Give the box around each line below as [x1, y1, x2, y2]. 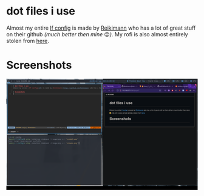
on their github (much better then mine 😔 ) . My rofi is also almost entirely [6, 30, 188, 38]
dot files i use [6, 4, 76, 18]
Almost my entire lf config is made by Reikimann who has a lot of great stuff [6, 24, 196, 31]
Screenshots [6, 59, 72, 72]
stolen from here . [6, 37, 50, 44]
